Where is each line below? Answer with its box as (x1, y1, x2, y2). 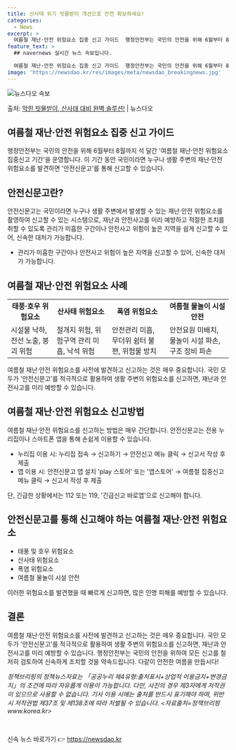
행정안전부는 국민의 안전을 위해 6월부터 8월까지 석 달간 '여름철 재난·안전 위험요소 (7, 146, 228, 155)
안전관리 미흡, (112, 325, 155, 335)
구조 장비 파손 (169, 346, 213, 356)
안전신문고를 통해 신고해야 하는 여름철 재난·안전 (7, 513, 200, 525)
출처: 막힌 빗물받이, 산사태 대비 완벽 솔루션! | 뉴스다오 (7, 104, 153, 113)
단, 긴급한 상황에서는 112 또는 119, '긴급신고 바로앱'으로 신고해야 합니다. (7, 491, 202, 499)
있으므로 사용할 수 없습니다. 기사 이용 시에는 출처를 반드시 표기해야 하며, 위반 (14, 689, 225, 698)
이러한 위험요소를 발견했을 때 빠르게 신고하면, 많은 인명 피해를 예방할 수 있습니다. (7, 588, 228, 596)
